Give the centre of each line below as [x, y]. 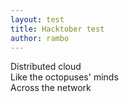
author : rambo [40, 38]
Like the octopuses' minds [64, 77]
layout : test [37, 19]
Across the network [51, 88]
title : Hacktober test [57, 29]
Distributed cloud [46, 67]
